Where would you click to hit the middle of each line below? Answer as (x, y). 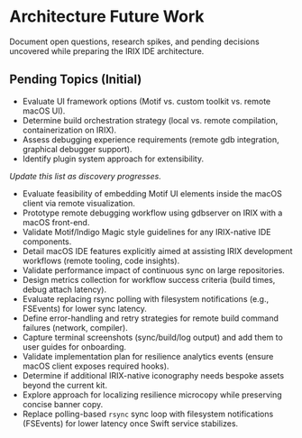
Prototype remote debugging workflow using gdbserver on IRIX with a (152, 213)
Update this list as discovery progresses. (86, 176)
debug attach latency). (64, 289)
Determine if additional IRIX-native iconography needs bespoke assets (153, 375)
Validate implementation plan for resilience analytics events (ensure (148, 356)
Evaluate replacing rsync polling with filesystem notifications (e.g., (146, 298)
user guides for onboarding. (74, 347)
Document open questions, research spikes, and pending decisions (134, 41)
